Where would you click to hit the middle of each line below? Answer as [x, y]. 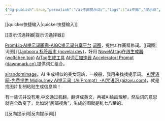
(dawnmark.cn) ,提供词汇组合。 [36, 63]
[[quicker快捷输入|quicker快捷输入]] [41, 24]
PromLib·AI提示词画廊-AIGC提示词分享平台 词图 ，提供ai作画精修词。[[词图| [81, 45]
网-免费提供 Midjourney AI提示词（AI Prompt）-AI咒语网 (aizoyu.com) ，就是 [82, 80]
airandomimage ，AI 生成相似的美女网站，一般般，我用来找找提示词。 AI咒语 [82, 74]
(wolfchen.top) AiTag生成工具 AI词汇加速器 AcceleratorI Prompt [69, 58]
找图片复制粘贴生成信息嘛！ [33, 86]
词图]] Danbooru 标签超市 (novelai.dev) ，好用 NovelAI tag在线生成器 [74, 51]
